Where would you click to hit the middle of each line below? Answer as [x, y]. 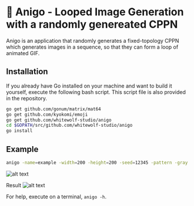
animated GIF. [23, 53]
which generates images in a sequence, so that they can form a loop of [92, 47]
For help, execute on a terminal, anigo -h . [56, 197]
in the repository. [27, 98]
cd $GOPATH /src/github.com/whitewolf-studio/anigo [69, 126]
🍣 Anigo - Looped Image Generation [95, 12]
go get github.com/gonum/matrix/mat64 [53, 109]
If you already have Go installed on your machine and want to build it [89, 86]
